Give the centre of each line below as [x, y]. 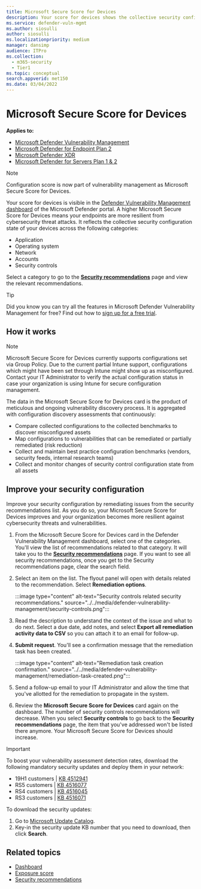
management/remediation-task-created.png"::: [72, 675]
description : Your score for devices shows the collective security [93, 17]
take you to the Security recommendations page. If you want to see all [103, 553]
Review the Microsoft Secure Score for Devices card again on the [97, 705]
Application [29, 240]
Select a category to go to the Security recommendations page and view [97, 277]
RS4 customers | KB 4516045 [51, 791]
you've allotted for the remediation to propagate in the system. [92, 693]
